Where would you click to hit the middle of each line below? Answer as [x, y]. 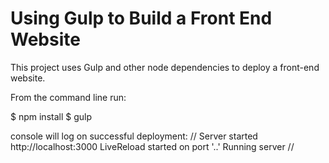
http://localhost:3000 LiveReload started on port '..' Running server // [152, 146]
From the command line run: [68, 97]
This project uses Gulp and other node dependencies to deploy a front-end [165, 67]
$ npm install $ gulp [51, 116]
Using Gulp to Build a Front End [141, 18]
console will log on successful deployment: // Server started [134, 136]
